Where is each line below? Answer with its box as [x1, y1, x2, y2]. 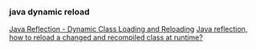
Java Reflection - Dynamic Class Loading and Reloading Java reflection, [9, 25, 248, 34]
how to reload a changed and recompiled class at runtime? [9, 33, 203, 42]
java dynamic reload [9, 6, 90, 17]
